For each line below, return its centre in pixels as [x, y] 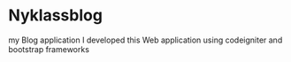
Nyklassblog [56, 15]
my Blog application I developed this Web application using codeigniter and [145, 40]
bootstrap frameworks [49, 49]
